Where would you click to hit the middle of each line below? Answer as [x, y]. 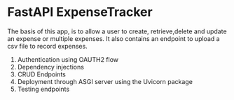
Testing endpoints [43, 89]
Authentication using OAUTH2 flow [68, 59]
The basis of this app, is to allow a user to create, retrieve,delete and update [117, 31]
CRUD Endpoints [42, 74]
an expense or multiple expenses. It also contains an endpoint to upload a [113, 38]
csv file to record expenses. [47, 46]
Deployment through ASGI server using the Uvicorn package [105, 81]
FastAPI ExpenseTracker [80, 12]
